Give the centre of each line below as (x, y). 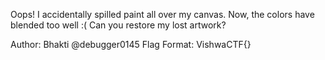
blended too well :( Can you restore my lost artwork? (118, 25)
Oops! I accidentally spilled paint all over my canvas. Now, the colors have (162, 14)
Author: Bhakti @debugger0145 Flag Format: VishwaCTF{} (131, 44)
